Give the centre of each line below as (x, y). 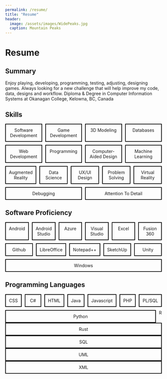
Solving (116, 177)
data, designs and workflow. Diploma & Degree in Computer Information (79, 94)
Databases (143, 130)
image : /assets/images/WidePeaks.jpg (49, 24)
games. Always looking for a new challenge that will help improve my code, (82, 88)
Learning (143, 156)
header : (13, 19)
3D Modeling (103, 130)
